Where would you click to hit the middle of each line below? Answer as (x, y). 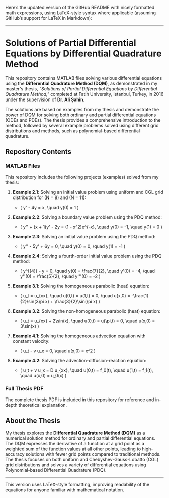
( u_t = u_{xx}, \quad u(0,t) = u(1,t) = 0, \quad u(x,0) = (75, 295)
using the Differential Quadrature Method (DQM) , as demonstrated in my (81, 83)
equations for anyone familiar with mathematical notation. (65, 490)
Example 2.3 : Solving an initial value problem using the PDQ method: (84, 236)
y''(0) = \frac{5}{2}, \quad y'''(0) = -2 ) (60, 276)
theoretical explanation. (43, 405)
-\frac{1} (140, 295)
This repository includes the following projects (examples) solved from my (82, 177)
